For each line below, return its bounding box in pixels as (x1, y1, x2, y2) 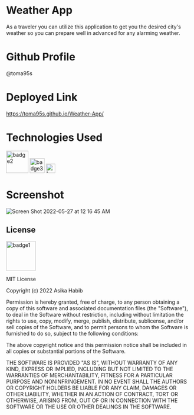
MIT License (6, 275, 37, 282)
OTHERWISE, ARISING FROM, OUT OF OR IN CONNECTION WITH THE (6, 397, 178, 404)
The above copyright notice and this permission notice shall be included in (6, 341, 187, 348)
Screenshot (6, 188, 64, 201)
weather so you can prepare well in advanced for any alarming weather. (6, 29, 180, 36)
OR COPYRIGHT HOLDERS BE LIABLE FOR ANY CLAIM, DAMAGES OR (6, 384, 177, 391)
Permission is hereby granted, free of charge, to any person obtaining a (6, 298, 180, 305)
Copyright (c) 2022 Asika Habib (6, 287, 83, 294)
